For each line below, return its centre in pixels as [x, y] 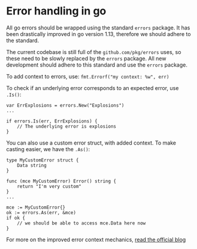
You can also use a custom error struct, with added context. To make [91, 143]
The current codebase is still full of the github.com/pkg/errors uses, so [94, 52]
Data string [32, 165]
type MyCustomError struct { [43, 160]
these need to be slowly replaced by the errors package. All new [86, 58]
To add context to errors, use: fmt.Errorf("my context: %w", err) [88, 76]
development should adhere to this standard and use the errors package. [97, 65]
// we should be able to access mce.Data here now [81, 223]
